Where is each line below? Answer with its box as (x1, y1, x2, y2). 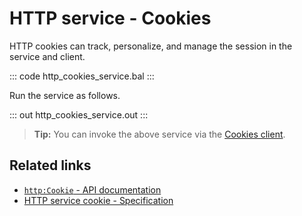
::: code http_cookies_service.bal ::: (9, 70, 155, 82)
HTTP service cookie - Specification (23, 194, 174, 206)
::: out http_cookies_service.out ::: (9, 108, 149, 121)
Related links (9, 157, 92, 174)
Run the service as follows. (9, 89, 121, 101)
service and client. (9, 50, 86, 62)
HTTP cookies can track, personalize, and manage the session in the (9, 40, 293, 52)
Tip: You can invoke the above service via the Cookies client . (33, 128, 286, 140)
